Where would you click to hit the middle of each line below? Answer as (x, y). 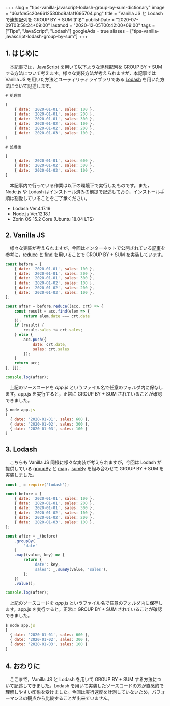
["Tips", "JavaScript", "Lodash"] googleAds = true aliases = (67, 31)
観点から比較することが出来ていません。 (70, 698)
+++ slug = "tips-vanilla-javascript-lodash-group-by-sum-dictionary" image (85, 7)
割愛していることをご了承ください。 (52, 198)
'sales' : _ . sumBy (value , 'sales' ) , (70, 569)
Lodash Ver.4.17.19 (32, 208)
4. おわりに (23, 666)
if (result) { (29, 325)
